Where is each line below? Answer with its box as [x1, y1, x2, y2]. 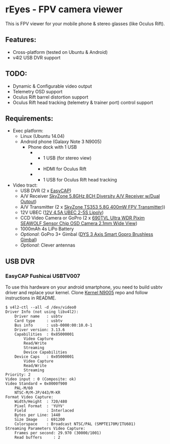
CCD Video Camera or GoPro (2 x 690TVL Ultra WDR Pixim [20, 215, 145, 221]
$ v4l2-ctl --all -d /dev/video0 [5, 305, 77, 310]
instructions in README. [5, 295, 57, 301]
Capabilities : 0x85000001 [14, 332, 74, 337]
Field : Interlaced [14, 408, 74, 413]
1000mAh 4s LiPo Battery [20, 226, 74, 232]
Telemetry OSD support [12, 88, 63, 94]
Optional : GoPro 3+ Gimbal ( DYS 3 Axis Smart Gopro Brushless [20, 231, 153, 237]
